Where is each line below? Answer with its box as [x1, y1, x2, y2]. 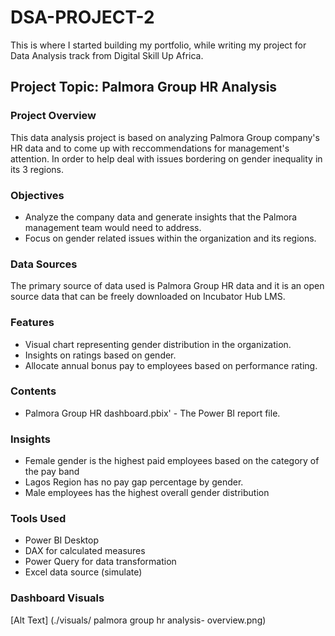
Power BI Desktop [24, 534, 99, 546]
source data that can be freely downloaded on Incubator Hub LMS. [10, 291, 286, 303]
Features [10, 316, 55, 330]
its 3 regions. [10, 163, 65, 175]
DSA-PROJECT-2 [10, 6, 155, 29]
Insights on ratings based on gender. [24, 349, 177, 361]
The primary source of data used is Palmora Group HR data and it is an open [10, 280, 325, 292]
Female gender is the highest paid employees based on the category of [24, 455, 320, 467]
